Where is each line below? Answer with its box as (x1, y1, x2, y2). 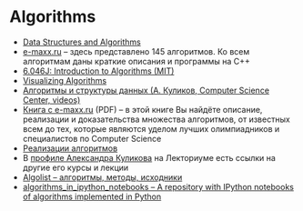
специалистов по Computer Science (22, 133, 162, 144)
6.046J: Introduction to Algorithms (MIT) (22, 65, 175, 76)
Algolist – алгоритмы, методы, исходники (22, 171, 183, 183)
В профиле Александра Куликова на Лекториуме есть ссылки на (22, 152, 276, 163)
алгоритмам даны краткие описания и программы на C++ (22, 55, 250, 66)
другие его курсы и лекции (22, 162, 129, 173)
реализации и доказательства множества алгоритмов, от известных (22, 114, 291, 125)
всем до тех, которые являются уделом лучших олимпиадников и (22, 123, 280, 134)
